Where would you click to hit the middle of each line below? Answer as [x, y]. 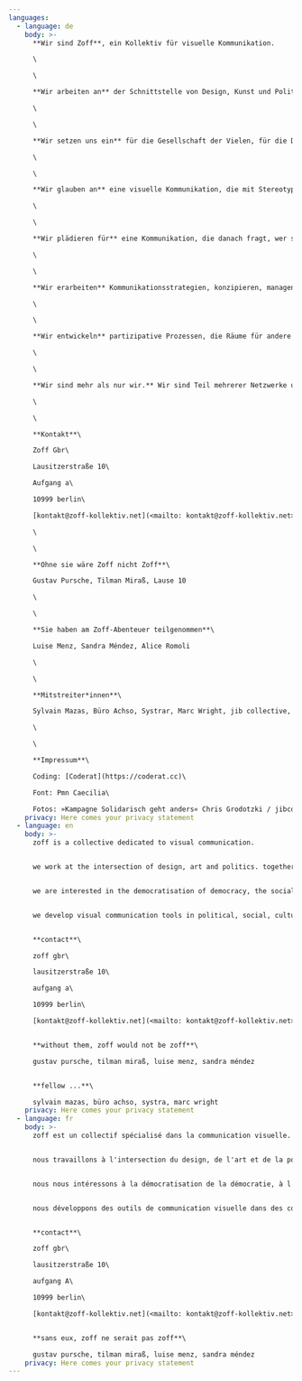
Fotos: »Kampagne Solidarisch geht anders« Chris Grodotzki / [151, 809]
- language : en [45, 826]
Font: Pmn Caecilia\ [71, 793]
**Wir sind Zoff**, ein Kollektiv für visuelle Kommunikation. [154, 43]
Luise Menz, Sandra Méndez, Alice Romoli [111, 646]
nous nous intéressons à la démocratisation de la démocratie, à [157, 1184]
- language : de [45, 26]
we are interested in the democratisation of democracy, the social [164, 891]
